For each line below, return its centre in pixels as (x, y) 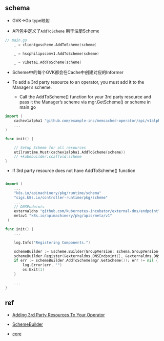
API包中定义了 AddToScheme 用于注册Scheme (56, 31)
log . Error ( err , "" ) (42, 265)
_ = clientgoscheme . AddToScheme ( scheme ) (55, 45)
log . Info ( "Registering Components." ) (52, 243)
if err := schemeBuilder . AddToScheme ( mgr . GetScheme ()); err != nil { (86, 261)
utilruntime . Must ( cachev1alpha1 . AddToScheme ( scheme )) (70, 152)
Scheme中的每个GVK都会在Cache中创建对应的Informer (68, 73)
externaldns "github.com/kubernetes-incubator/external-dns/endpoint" (87, 211)
